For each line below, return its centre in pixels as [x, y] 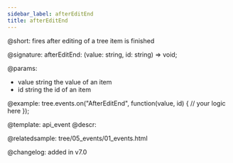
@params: [22, 68]
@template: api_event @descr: [52, 124]
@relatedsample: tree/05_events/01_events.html [77, 138]
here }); [18, 111]
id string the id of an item [54, 89]
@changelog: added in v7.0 [47, 152]
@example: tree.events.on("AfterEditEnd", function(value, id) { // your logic [116, 103]
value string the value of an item [65, 81]
